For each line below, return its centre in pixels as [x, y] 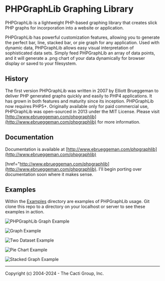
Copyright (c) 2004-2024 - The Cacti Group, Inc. [55, 274]
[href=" [13, 164]
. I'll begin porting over [119, 169]
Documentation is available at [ [36, 149]
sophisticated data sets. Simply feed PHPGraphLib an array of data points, [80, 53]
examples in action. [25, 212]
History [17, 79]
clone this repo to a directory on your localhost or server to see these [75, 206]
